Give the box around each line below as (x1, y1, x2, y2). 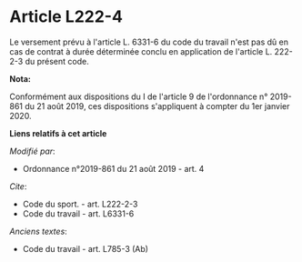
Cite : (9, 180, 27, 192)
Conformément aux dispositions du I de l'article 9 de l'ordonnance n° (9, 91, 268, 102)
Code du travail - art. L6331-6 (22, 207, 135, 219)
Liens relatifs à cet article (9, 127, 107, 138)
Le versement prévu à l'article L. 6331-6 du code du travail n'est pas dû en (9, 36, 289, 47)
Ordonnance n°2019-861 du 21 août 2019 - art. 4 (22, 163, 205, 174)
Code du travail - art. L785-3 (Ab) (22, 243, 148, 254)
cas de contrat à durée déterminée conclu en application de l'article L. (9, 45, 273, 56)
